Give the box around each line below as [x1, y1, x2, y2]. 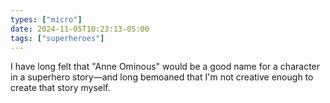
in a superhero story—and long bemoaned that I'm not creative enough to [10, 71, 314, 83]
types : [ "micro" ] [10, 14, 83, 25]
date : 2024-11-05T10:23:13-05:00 [10, 24, 150, 34]
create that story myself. [10, 82, 111, 94]
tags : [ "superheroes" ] [10, 33, 105, 43]
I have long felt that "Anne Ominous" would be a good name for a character [10, 61, 321, 73]
